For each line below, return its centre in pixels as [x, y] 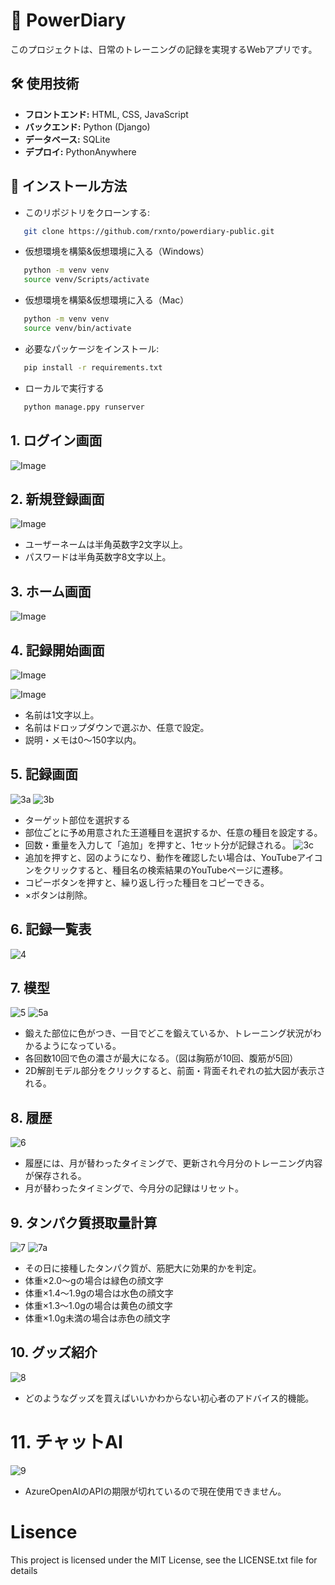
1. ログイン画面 [56, 440]
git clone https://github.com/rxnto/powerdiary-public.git [149, 231]
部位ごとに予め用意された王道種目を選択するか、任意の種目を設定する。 [173, 832]
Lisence [44, 1531]
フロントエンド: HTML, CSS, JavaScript [106, 114]
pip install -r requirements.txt [93, 367]
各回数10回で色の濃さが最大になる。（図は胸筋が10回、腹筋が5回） [161, 1058]
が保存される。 [55, 1176]
